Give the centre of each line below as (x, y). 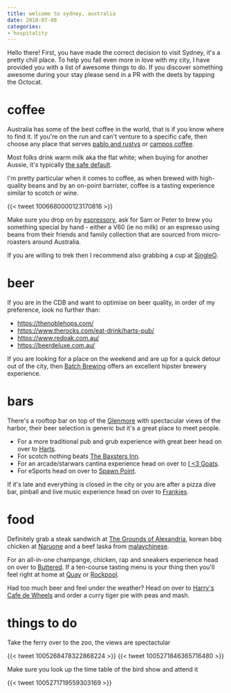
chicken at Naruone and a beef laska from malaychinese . (88, 546)
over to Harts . (37, 449)
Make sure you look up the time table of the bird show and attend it (103, 669)
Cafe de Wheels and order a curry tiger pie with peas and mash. (99, 595)
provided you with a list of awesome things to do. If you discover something (115, 67)
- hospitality (28, 33)
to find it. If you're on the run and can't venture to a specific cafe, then (107, 137)
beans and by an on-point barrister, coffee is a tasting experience (121, 186)
